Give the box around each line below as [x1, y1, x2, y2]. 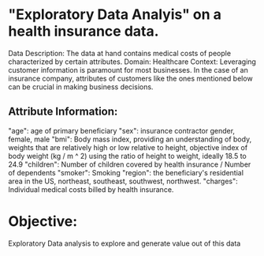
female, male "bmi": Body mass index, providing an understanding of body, [8, 134, 252, 144]
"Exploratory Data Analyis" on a [8, 6, 222, 24]
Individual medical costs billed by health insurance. [8, 184, 174, 194]
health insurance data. [8, 22, 159, 40]
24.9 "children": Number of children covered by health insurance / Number [8, 160, 251, 169]
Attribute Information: [8, 105, 118, 119]
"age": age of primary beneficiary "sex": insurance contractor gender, [8, 126, 235, 135]
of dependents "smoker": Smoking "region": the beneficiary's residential [8, 168, 244, 177]
